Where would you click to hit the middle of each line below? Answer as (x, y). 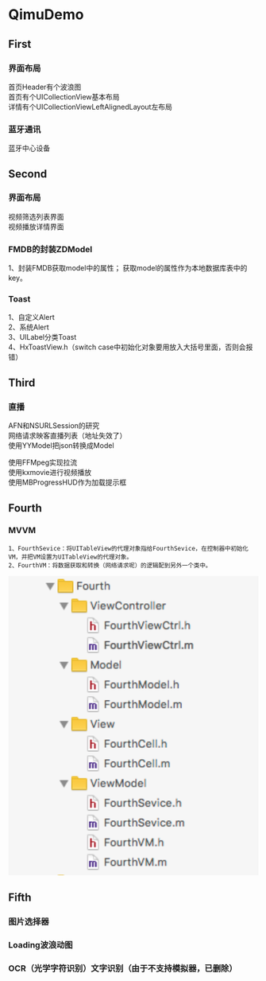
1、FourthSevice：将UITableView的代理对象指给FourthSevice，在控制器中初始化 (128, 548)
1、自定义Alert (31, 317)
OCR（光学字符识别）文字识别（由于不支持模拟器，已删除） (123, 968)
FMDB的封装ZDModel (50, 249)
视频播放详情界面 (36, 226)
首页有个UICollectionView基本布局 (64, 96)
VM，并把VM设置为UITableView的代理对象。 (71, 557)
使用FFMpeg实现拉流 (43, 462)
